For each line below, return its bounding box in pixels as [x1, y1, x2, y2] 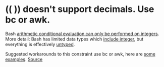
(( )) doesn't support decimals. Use [5, 3, 154, 15]
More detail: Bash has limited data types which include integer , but [5, 36, 144, 42]
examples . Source [5, 56, 43, 62]
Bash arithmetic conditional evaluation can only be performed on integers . [5, 30, 159, 36]
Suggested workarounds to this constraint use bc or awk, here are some [5, 51, 155, 57]
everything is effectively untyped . [5, 41, 75, 47]
